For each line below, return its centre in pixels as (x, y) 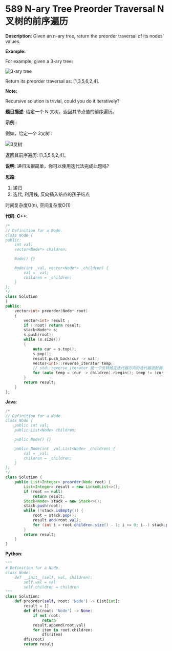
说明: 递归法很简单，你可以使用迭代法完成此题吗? (57, 166)
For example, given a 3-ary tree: (39, 61)
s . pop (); (42, 354)
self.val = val (40, 582)
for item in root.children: (63, 630)
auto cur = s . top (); (55, 349)
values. (13, 41)
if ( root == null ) (43, 492)
